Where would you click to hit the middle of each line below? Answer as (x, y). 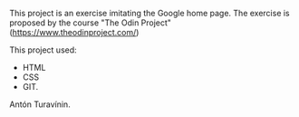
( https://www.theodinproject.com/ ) (74, 32)
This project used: (43, 50)
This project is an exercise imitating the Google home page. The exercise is (149, 13)
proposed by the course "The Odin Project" (91, 23)
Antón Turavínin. (40, 104)
